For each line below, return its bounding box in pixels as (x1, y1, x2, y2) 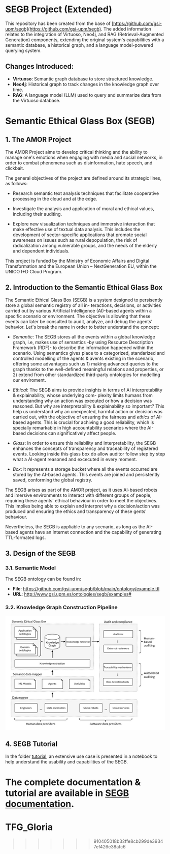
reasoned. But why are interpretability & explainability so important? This (12, 403, 165, 409)
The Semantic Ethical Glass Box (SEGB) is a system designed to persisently (5, 297, 163, 303)
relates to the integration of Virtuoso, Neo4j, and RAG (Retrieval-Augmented (5, 31, 164, 37)
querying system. (5, 47, 42, 53)
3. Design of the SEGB (5, 549, 76, 558)
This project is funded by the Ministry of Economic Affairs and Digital (5, 258, 150, 264)
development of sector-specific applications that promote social (12, 232, 147, 238)
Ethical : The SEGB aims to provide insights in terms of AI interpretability (12, 387, 162, 393)
